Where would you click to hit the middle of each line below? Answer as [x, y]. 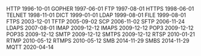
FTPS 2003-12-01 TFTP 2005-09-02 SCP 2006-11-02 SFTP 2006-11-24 [96, 21]
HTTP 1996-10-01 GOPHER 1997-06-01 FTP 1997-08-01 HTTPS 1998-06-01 [100, 9]
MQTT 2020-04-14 [30, 47]
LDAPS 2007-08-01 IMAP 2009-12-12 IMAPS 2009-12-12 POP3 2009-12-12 [100, 28]
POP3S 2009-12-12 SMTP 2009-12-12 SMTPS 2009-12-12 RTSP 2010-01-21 [101, 34]
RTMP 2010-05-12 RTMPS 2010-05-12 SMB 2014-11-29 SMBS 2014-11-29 [98, 41]
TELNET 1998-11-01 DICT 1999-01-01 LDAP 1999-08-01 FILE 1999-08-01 [96, 15]
